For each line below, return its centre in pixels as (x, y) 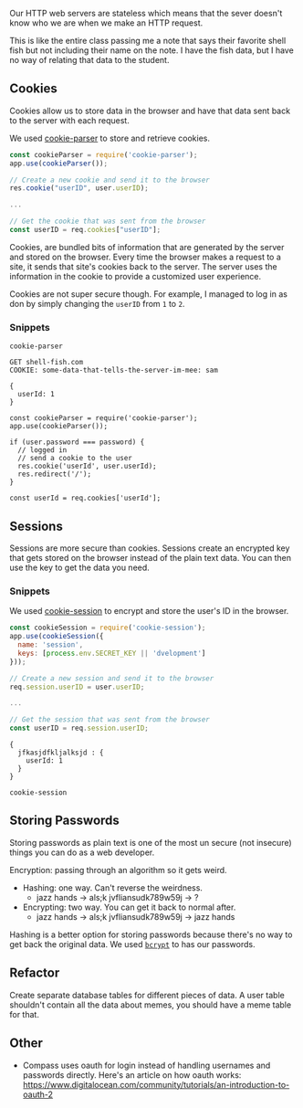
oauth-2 (37, 1094)
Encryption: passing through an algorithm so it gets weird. (118, 870)
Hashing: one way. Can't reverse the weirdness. (113, 887)
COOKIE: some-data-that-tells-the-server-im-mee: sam (114, 370)
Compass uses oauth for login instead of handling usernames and (146, 1065)
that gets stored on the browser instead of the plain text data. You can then (151, 558)
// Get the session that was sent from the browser (110, 720)
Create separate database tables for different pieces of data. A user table (147, 995)
